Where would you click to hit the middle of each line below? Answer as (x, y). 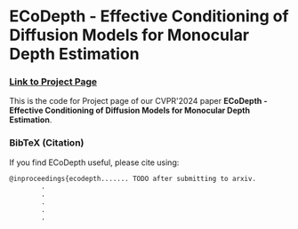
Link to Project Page (53, 82)
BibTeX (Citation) (47, 143)
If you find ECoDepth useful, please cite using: (94, 162)
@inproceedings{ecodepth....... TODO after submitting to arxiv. (133, 178)
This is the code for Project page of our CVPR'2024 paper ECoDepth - (138, 101)
